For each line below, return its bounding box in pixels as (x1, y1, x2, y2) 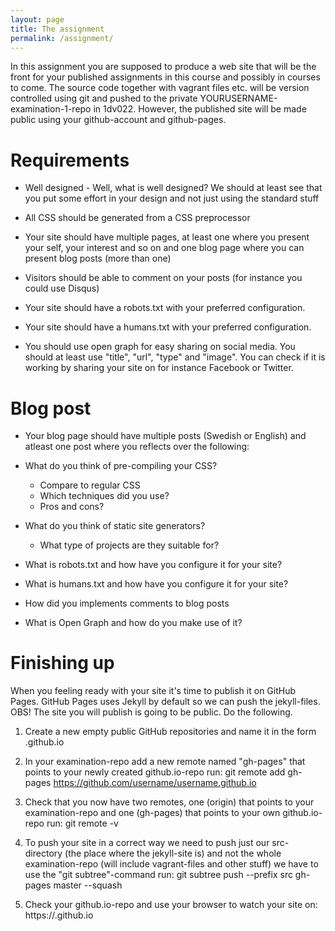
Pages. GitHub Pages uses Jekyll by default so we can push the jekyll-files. (10, 696, 321, 708)
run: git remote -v (46, 817, 119, 830)
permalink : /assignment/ (10, 33, 114, 43)
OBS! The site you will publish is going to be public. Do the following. (10, 706, 293, 718)
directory (24, 847, 63, 860)
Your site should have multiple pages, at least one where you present (24, 231, 310, 243)
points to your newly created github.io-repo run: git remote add (24, 766, 286, 778)
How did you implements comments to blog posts (24, 597, 230, 610)
